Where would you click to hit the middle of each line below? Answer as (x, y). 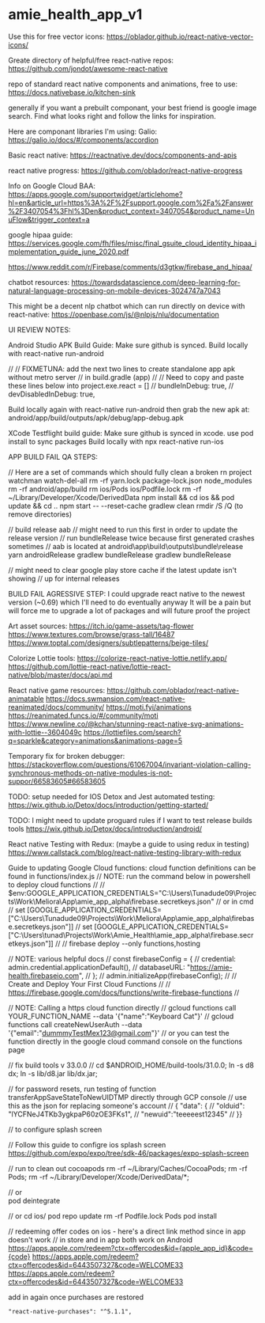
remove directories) (40, 514)
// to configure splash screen (55, 1129)
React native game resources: (56, 690)
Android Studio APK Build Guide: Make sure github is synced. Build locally (128, 345)
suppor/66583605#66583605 (57, 781)
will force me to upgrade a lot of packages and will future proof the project (129, 610)
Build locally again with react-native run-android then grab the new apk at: (129, 409)
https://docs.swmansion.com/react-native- (116, 699)
